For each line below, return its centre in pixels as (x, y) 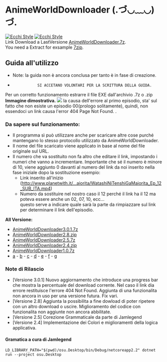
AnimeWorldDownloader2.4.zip (45, 246)
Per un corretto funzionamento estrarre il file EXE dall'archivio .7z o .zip (79, 94)
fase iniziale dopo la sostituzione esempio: (56, 173)
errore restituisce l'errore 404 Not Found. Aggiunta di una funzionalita (85, 291)
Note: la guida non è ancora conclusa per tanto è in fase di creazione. (84, 75)
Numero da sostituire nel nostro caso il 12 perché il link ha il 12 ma (88, 194)
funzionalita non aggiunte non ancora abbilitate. (62, 312)
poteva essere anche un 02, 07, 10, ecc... (62, 199)
